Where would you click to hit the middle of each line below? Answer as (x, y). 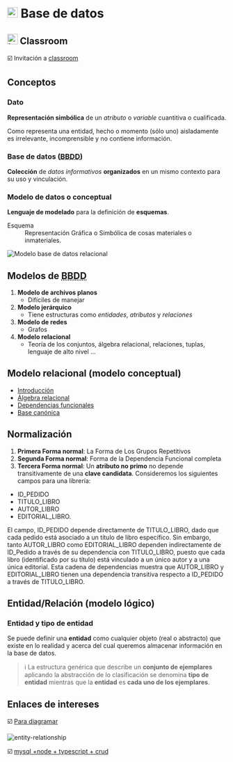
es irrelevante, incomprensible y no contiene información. (90, 138)
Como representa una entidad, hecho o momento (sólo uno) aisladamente (113, 131)
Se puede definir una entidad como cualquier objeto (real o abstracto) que (114, 638)
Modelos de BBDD (47, 276)
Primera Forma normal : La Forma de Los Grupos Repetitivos (104, 451)
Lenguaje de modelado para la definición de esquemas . (88, 212)
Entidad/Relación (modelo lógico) (81, 604)
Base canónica (39, 412)
